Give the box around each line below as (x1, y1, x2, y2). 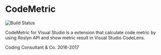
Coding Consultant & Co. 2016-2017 (5, 44, 79, 50)
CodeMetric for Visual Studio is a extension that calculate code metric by (5, 29, 156, 35)
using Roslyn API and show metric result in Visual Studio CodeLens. (5, 35, 145, 41)
